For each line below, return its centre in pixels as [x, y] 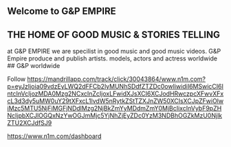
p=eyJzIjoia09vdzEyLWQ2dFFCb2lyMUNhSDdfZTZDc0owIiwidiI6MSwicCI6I [115, 87]
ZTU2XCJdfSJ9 [30, 123]
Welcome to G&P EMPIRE [62, 11]
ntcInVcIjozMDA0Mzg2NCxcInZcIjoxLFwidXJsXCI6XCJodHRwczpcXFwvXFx [115, 94]
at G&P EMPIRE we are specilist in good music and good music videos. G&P [114, 52]
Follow [16, 79]
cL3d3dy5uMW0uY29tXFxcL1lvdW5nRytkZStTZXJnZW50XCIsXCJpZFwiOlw [115, 101]
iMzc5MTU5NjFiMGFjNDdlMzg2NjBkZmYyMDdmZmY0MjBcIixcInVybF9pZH [114, 109]
